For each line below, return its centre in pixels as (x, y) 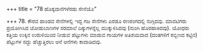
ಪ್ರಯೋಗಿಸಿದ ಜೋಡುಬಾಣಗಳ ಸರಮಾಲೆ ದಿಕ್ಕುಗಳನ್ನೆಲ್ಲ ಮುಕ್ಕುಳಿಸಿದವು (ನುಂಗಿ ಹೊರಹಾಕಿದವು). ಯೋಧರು (98, 28)
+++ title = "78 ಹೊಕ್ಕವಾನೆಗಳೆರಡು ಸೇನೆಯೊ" (52, 9)
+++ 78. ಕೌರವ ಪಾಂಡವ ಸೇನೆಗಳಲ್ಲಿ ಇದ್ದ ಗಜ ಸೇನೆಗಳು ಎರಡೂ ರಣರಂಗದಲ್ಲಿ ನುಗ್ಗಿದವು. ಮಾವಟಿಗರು (97, 21)
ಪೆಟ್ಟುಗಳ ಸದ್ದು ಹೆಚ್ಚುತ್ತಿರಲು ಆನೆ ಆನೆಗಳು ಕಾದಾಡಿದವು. (54, 42)
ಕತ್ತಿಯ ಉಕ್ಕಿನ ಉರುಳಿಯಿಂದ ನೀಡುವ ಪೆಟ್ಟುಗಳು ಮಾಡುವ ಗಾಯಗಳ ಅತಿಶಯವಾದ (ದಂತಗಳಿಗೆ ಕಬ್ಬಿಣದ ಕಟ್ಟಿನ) (102, 35)
